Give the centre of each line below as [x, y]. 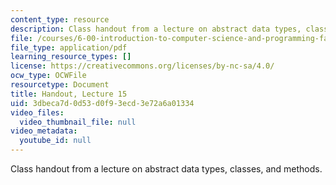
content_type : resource [60, 19]
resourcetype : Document [60, 85]
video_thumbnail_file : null [78, 122]
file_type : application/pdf [69, 47]
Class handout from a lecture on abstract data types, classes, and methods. [166, 169]
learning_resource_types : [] [71, 57]
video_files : [37, 112]
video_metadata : [44, 131]
